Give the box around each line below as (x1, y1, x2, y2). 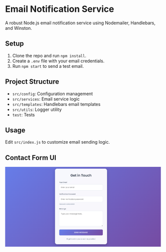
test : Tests (12, 111, 35, 117)
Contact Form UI (5, 153, 57, 162)
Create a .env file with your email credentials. (12, 58, 105, 64)
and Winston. (5, 25, 32, 31)
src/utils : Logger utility (12, 106, 62, 112)
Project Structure (5, 78, 59, 86)
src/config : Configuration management (12, 91, 93, 97)
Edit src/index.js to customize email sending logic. (5, 139, 110, 145)
